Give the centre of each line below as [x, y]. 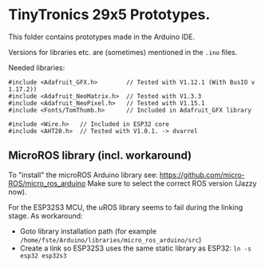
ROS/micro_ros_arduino [47, 183]
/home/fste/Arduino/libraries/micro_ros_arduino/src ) [111, 239]
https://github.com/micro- [202, 175]
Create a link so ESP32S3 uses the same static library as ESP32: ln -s [135, 248]
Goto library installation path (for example [88, 231]
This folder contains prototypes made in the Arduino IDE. [102, 37]
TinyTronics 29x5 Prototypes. [109, 15]
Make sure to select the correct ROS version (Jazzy [172, 183]
